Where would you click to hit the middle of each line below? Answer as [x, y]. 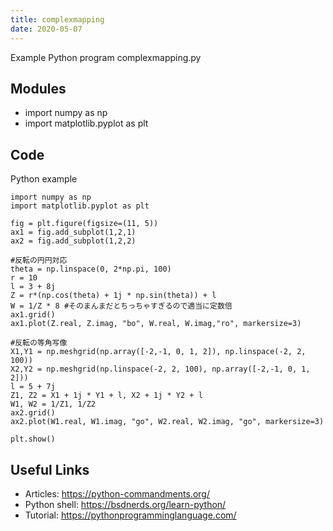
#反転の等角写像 [39, 343]
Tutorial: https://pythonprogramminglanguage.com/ [130, 515]
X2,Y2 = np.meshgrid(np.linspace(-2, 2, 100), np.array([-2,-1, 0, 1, [160, 369]
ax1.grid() [33, 315]
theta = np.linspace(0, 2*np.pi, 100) [91, 269]
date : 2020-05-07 [46, 29]
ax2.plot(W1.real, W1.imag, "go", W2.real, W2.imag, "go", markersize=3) [167, 422]
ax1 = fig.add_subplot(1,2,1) [73, 232]
